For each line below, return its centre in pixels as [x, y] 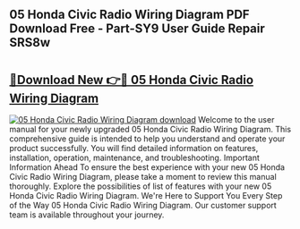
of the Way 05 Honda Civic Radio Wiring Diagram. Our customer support [143, 205]
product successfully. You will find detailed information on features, [134, 148]
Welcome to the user [236, 119]
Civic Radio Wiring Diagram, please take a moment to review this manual [143, 177]
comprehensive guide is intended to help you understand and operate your [147, 139]
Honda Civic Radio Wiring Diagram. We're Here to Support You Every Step [146, 195]
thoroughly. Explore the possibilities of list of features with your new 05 [141, 186]
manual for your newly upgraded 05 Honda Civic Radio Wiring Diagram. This [150, 129]
